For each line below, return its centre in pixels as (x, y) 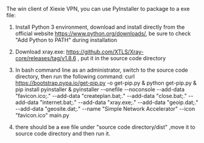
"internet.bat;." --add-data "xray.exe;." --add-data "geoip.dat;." (119, 102)
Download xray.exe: (40, 52)
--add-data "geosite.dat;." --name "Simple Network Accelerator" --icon (105, 109)
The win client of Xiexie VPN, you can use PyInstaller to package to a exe (98, 9)
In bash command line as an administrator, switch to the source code (101, 70)
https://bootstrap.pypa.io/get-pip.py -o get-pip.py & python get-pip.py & (106, 83)
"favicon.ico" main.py (42, 115)
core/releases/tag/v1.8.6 (46, 58)
